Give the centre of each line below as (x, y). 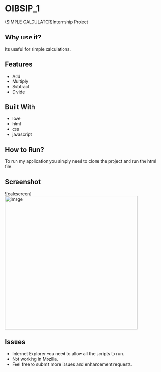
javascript (22, 134)
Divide (18, 92)
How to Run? (25, 149)
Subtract (21, 86)
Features (19, 65)
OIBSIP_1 (23, 9)
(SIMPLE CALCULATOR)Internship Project (47, 22)
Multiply (20, 81)
